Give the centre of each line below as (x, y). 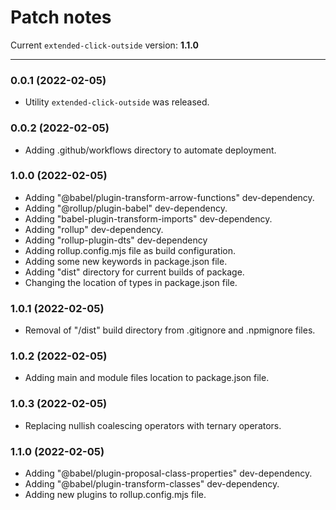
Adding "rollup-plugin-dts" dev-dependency (116, 240)
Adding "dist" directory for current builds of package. (134, 272)
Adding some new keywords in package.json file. (126, 261)
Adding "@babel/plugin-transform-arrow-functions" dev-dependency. (169, 197)
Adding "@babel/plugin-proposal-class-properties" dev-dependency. (168, 473)
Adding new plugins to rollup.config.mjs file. (115, 495)
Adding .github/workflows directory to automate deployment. (150, 150)
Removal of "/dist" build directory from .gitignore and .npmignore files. (170, 330)
